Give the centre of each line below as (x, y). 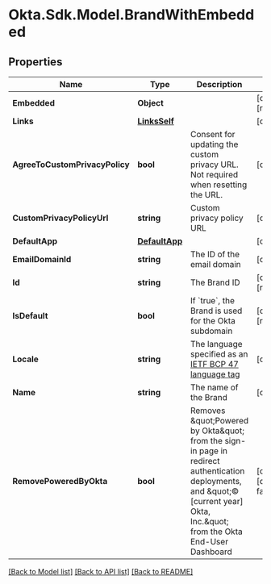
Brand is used (216, 311)
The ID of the (215, 254)
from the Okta (217, 532)
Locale (25, 359)
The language (217, 344)
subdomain (211, 331)
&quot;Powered (219, 421)
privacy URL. (215, 165)
